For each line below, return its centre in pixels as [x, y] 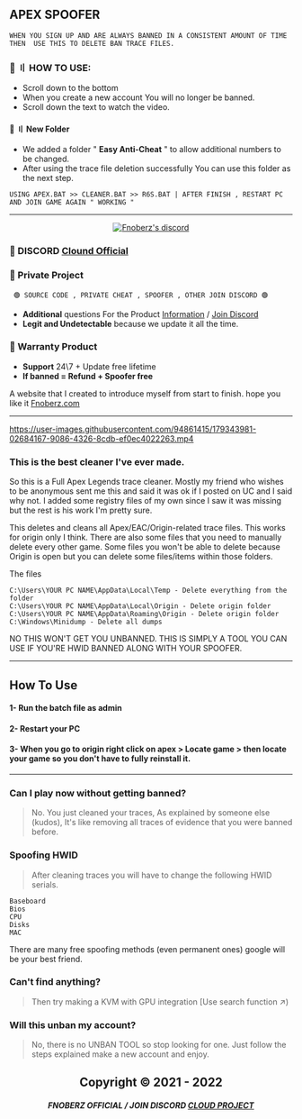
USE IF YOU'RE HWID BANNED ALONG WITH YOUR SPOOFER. [126, 649]
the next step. [48, 178]
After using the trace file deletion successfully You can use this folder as [156, 168]
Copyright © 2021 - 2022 [151, 1083]
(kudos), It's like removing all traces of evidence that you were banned [162, 823]
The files [26, 574]
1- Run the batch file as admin [66, 708]
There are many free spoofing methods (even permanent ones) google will [147, 949]
